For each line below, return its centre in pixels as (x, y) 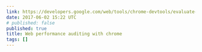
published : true (26, 28)
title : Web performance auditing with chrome (64, 34)
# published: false (31, 23)
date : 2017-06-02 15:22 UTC (41, 17)
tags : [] (17, 39)
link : (13, 12)
